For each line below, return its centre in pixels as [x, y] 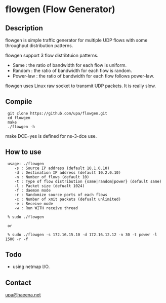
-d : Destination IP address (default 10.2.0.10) [68, 173]
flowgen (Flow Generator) [60, 9]
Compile [19, 102]
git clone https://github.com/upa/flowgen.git [57, 113]
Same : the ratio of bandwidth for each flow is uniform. [70, 65]
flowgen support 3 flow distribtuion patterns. [52, 55]
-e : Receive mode [34, 204]
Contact [18, 282]
